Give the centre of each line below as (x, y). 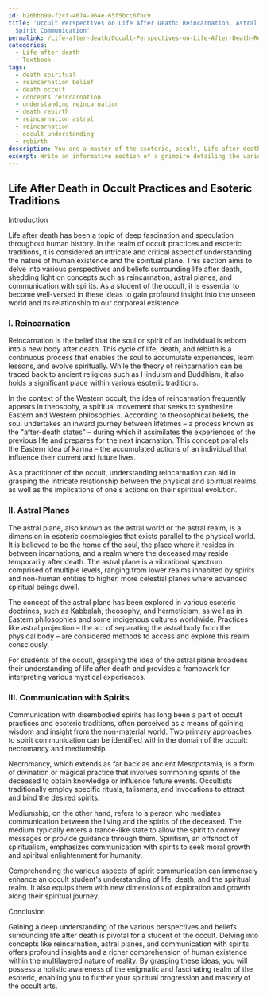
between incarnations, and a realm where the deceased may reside (118, 553)
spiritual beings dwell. (44, 587)
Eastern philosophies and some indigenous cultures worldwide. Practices (128, 619)
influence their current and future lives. (72, 457)
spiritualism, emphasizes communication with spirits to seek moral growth (129, 847)
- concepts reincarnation (58, 97)
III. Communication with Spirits (69, 697)
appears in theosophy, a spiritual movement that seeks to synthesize (120, 407)
